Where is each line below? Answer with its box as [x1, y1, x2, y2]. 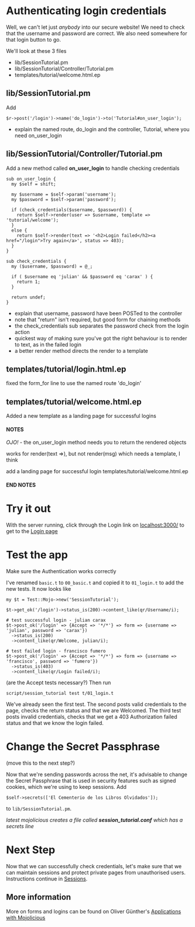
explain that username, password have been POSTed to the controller [14, 310, 183, 317]
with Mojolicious [6, 914, 46, 921]
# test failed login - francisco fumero [6, 648, 107, 654]
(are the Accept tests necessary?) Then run [6, 679, 111, 686]
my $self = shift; [11, 181, 57, 187]
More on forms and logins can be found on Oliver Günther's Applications [6, 908, 182, 915]
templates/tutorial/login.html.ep [6, 364, 126, 374]
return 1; [16, 279, 41, 285]
